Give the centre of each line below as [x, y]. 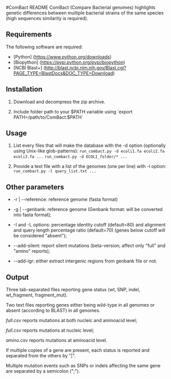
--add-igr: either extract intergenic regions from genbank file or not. [85, 261]
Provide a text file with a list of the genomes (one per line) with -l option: [90, 166]
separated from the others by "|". [41, 356]
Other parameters [35, 187]
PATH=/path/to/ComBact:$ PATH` [48, 117]
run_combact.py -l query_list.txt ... [55, 172]
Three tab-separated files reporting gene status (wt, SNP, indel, [73, 290]
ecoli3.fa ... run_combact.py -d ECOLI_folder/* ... [70, 157]
